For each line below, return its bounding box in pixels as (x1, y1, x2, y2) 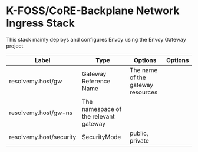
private (129, 136, 149, 144)
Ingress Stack (6, 16, 75, 30)
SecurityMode (81, 133, 121, 141)
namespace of (81, 104, 122, 113)
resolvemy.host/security (9, 133, 77, 141)
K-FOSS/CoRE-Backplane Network (6, 4, 180, 18)
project (6, 42, 24, 49)
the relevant (81, 112, 115, 120)
